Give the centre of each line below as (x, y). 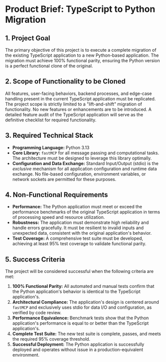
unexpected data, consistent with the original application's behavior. (82, 233)
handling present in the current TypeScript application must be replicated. (81, 98)
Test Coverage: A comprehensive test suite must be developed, (78, 238)
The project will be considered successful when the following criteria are (79, 271)
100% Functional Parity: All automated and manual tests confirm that (83, 286)
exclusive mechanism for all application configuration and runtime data (84, 169)
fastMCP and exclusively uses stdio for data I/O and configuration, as (82, 307)
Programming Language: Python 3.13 (51, 147)
